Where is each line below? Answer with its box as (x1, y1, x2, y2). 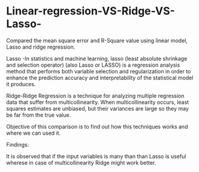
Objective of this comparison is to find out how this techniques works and (6, 123, 188, 130)
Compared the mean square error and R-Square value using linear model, (6, 37, 188, 44)
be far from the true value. (6, 111, 71, 118)
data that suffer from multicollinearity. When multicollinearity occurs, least (6, 98, 189, 106)
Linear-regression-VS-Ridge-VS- (6, 4, 175, 18)
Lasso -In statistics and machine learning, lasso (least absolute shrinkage (6, 55, 188, 62)
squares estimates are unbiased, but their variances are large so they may (6, 105, 189, 112)
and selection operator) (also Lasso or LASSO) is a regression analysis (6, 61, 180, 69)
